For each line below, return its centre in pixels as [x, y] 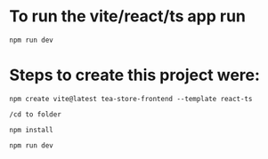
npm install [31, 130]
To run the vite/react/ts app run [128, 16]
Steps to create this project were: [135, 75]
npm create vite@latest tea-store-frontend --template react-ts [131, 99]
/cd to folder [36, 114]
